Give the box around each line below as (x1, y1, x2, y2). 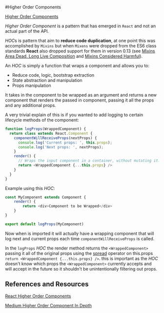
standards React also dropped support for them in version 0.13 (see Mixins (5, 48, 155, 54)
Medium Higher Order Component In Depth (5, 302, 92, 308)
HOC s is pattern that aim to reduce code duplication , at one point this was (5, 38, 155, 43)
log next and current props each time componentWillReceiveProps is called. (5, 235, 155, 241)
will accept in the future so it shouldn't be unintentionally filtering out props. (5, 266, 158, 271)
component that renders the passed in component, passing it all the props (5, 97, 154, 103)
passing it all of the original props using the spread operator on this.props (5, 250, 153, 256)
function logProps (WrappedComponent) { (5, 126, 86, 131)
